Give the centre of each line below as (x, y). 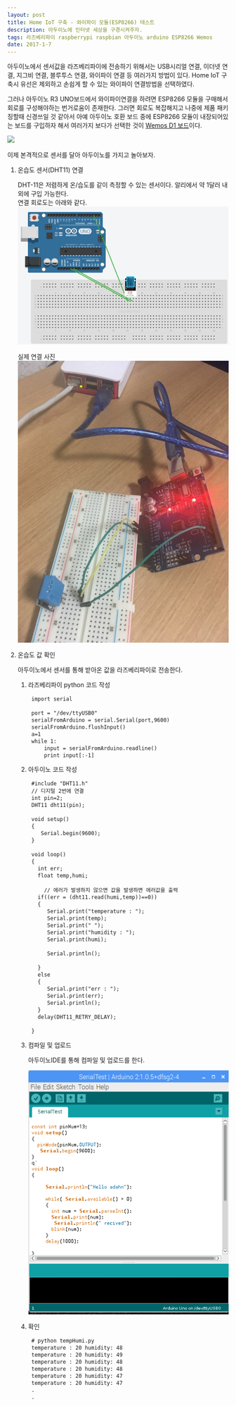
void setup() (50, 820)
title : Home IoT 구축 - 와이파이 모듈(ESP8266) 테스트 (81, 22)
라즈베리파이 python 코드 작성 (69, 685)
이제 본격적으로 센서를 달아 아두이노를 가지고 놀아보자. (81, 155)
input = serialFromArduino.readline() (101, 748)
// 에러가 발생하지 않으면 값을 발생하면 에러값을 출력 (111, 890)
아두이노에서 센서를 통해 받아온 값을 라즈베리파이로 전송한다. (100, 670)
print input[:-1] (69, 756)
